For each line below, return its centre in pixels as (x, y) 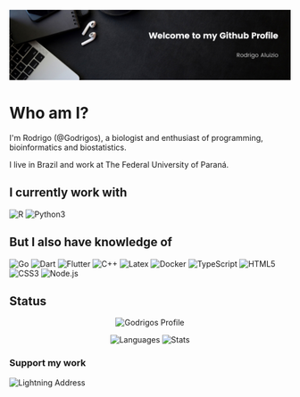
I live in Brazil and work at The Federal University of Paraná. (119, 164)
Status (28, 301)
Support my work (48, 363)
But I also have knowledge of (91, 242)
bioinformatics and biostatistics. (68, 147)
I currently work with (68, 193)
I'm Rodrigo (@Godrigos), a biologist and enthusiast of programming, (136, 137)
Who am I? (49, 113)
